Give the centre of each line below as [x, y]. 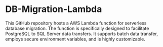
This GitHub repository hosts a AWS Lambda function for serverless [76, 23]
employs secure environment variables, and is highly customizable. [75, 39]
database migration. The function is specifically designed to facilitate [77, 28]
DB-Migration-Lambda [54, 9]
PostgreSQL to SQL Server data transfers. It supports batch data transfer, [81, 33]
